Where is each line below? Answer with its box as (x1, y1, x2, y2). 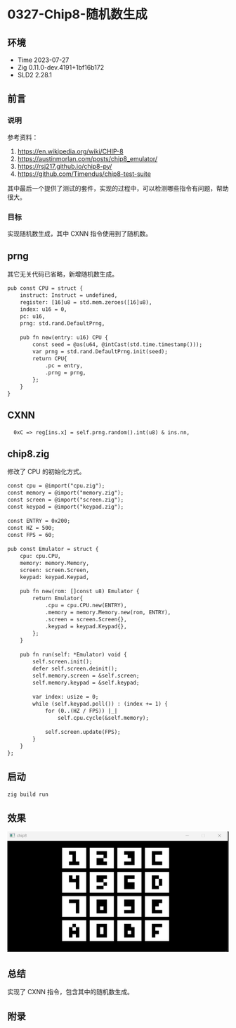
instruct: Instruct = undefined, (20, 291, 118, 299)
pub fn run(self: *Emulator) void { (20, 652, 128, 659)
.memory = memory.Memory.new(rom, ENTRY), (44, 609, 171, 616)
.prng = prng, (44, 369, 86, 376)
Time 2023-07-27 (17, 56, 70, 64)
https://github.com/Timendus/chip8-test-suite (17, 170, 151, 178)
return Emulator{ (32, 595, 83, 602)
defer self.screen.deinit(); (32, 666, 118, 673)
